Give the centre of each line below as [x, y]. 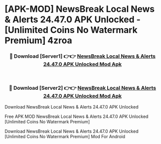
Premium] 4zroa [39, 41]
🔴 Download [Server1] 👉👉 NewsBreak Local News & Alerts [82, 56]
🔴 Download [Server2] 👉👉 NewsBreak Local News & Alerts [82, 88]
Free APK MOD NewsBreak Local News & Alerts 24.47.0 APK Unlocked [77, 116]
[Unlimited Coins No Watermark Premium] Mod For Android [65, 136]
